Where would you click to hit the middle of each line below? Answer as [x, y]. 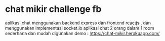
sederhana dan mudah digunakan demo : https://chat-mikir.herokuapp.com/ [82, 33]
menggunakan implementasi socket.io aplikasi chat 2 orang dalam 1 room [80, 28]
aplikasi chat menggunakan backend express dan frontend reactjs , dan [78, 23]
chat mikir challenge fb [53, 9]
